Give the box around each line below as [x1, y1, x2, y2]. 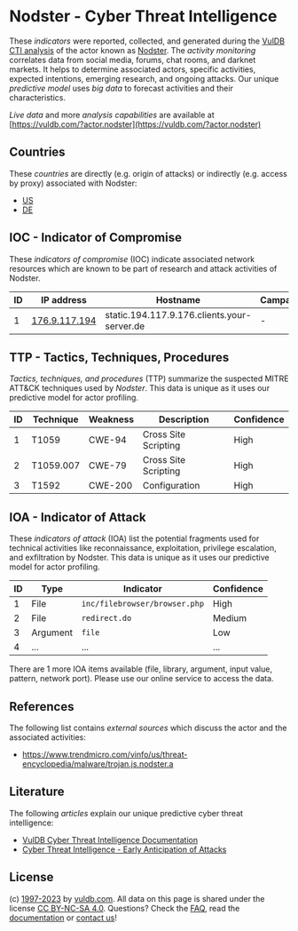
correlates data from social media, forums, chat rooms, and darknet [9, 54, 256, 65]
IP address [41, 293, 87, 306]
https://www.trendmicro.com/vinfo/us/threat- [21, 749, 188, 760]
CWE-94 [88, 434, 127, 446]
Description [158, 413, 210, 426]
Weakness [88, 413, 135, 426]
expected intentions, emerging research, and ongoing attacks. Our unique [9, 73, 279, 84]
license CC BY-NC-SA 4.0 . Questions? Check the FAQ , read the [9, 903, 240, 913]
